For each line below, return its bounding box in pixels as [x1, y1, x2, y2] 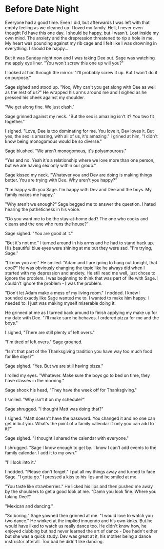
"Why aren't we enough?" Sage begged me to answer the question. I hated [5, 201, 156, 207]
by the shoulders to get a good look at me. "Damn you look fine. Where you [5, 489, 157, 494]
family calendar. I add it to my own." [5, 450, 77, 455]
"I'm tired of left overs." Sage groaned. [5, 339, 83, 345]
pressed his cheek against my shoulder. [5, 94, 85, 100]
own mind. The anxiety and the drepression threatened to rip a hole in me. [5, 35, 154, 41]
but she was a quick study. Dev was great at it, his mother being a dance [5, 533, 151, 539]
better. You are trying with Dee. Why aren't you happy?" [5, 177, 117, 183]
